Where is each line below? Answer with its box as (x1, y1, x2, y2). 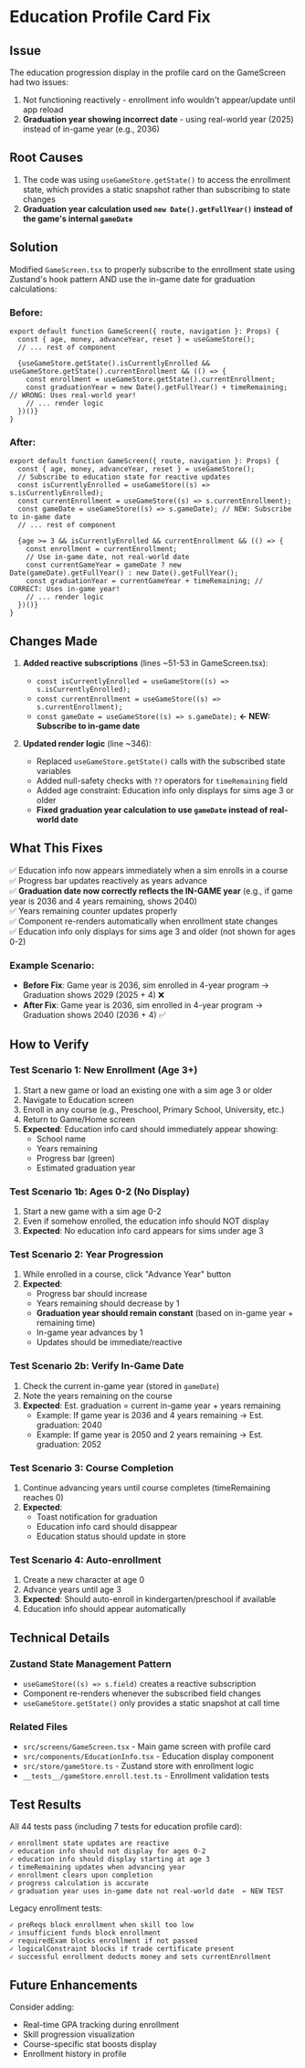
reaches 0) (22, 1492, 64, 1503)
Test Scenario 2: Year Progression (9, 1248, 164, 1261)
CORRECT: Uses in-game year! (9, 585, 121, 594)
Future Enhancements (9, 1977, 139, 1993)
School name (36, 1133, 87, 1144)
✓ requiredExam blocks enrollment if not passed (9, 1936, 198, 1946)
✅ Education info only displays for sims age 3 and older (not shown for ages (9, 926, 296, 937)
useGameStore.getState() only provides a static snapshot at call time (22, 1698, 280, 1708)
